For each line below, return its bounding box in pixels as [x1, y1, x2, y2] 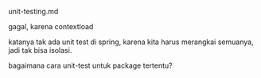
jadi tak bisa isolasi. [8, 46, 72, 54]
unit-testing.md [8, 7, 59, 16]
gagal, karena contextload [8, 22, 94, 31]
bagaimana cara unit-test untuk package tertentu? [8, 61, 173, 70]
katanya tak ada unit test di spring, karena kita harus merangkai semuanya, [8, 37, 254, 46]
